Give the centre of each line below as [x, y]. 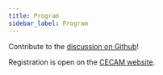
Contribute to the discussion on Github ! [73, 46]
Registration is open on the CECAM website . [82, 62]
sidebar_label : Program [48, 23]
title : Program [34, 16]
